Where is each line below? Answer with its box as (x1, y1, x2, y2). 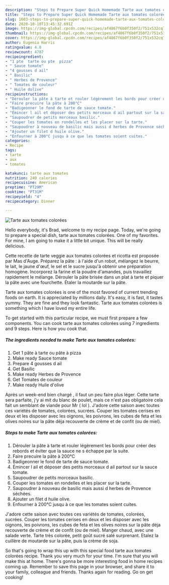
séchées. (12, 490, 32, 496)
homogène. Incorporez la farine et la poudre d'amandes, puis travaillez (5, 269, 152, 275)
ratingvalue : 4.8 (5, 45, 42, 50)
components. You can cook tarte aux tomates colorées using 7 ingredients (5, 320, 159, 326)
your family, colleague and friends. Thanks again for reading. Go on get (5, 569, 153, 575)
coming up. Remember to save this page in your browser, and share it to (5, 563, 154, 569)
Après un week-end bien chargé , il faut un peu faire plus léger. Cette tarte (5, 391, 159, 397)
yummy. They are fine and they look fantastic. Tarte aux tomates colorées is (5, 300, 162, 306)
